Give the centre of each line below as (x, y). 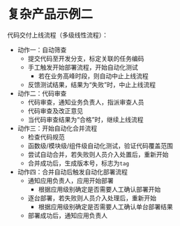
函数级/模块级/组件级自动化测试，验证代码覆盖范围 (100, 145)
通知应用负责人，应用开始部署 (70, 180)
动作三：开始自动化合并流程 (57, 128)
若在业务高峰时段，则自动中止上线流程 (93, 76)
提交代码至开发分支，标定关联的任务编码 (86, 58)
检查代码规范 (46, 137)
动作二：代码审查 (42, 93)
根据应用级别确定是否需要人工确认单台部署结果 (105, 206)
